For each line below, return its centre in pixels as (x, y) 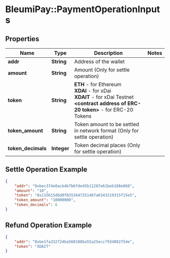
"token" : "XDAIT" (33, 246)
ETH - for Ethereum (98, 84)
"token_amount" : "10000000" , (45, 200)
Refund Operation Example (49, 225)
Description (108, 53)
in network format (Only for (107, 131)
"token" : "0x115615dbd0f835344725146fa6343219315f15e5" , (76, 195)
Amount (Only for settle (102, 70)
